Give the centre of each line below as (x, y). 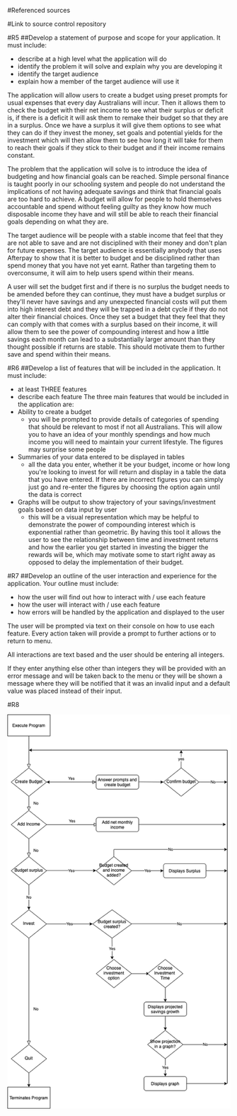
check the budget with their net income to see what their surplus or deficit (116, 110)
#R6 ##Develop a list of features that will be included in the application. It (114, 368)
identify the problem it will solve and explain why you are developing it (120, 66)
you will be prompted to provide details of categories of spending (123, 419)
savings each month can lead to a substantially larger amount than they (111, 339)
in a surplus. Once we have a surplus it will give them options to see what (114, 125)
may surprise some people (67, 449)
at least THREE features (52, 389)
